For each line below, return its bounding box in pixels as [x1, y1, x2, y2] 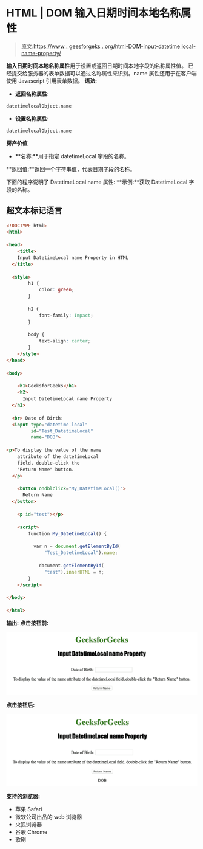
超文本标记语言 [6, 206, 62, 216]
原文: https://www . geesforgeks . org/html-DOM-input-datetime [21, 43, 181, 50]
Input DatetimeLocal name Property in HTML [17, 254, 129, 261]
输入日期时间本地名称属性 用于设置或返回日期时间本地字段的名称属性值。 [6, 62, 187, 69]
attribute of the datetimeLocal [17, 454, 99, 460]
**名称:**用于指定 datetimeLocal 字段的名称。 [15, 152, 130, 159]
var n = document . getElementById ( [33, 543, 121, 550]
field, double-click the [17, 460, 80, 466]
